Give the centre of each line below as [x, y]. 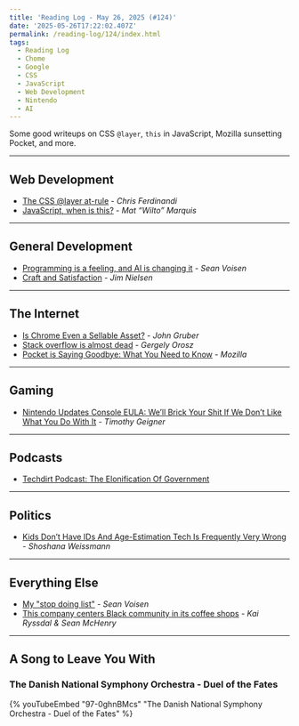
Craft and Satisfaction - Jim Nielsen [87, 278]
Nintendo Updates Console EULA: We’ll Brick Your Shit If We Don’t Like [152, 412]
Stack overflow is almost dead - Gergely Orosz [108, 344]
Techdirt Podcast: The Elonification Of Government [116, 479]
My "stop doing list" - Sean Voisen [85, 604]
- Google [33, 68]
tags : [19, 42]
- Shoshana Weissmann [66, 546]
